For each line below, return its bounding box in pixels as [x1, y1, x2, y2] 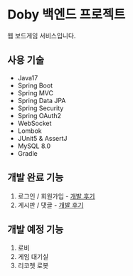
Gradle [17, 149, 38, 157]
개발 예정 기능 [7, 223, 64, 235]
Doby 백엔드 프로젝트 [7, 6, 126, 23]
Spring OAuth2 [17, 111, 62, 120]
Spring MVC [17, 88, 54, 97]
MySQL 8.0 [17, 142, 51, 150]
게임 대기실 [17, 253, 49, 261]
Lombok [17, 126, 43, 135]
